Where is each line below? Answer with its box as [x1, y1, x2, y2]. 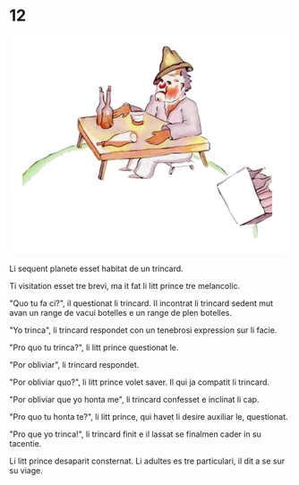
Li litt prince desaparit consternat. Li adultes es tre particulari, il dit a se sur [9, 455, 286, 466]
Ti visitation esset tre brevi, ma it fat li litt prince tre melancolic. [9, 280, 241, 291]
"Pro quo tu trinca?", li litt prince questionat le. [9, 342, 179, 353]
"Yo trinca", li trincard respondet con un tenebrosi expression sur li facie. [9, 324, 278, 336]
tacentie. [9, 438, 42, 448]
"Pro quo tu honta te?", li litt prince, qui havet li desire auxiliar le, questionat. [9, 411, 288, 421]
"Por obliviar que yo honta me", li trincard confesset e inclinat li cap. [9, 394, 260, 404]
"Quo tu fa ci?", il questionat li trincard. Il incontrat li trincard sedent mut [9, 297, 274, 309]
